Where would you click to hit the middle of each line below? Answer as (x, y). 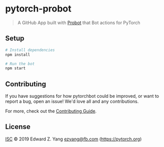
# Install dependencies (30, 50)
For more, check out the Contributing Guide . (51, 111)
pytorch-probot (38, 9)
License (18, 127)
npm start (16, 68)
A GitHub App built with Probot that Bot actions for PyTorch (79, 23)
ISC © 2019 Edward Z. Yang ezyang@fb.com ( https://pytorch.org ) (73, 139)
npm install (18, 55)
